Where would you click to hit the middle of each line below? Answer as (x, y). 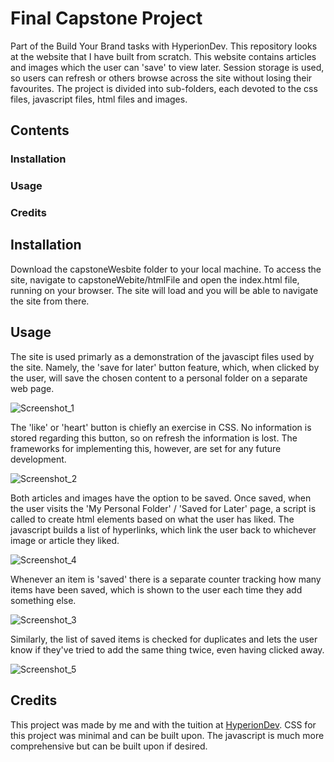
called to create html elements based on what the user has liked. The (152, 519)
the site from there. (50, 301)
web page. (32, 388)
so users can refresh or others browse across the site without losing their (161, 78)
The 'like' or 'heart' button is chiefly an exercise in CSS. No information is (161, 427)
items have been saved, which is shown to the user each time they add (156, 589)
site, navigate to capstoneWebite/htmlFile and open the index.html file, (155, 279)
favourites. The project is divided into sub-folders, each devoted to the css (164, 88)
